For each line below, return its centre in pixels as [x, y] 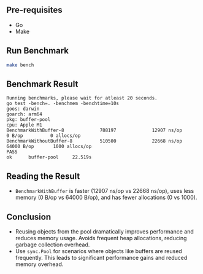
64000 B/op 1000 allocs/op [49, 147]
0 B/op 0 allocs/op [44, 136]
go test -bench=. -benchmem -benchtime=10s [63, 104]
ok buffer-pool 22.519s [49, 157]
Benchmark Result [42, 84]
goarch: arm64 [25, 114]
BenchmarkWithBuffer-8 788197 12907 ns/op [94, 131]
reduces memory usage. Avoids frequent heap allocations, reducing [101, 238]
